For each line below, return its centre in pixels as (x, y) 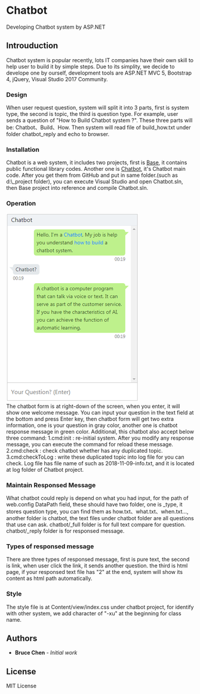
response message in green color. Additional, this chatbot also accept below (100, 431)
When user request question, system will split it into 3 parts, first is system (98, 108)
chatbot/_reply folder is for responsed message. (65, 531)
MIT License (21, 686)
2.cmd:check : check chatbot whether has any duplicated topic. (84, 450)
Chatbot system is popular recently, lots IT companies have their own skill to (100, 60)
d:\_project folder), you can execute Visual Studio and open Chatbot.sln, (95, 182)
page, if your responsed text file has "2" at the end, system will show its (95, 572)
